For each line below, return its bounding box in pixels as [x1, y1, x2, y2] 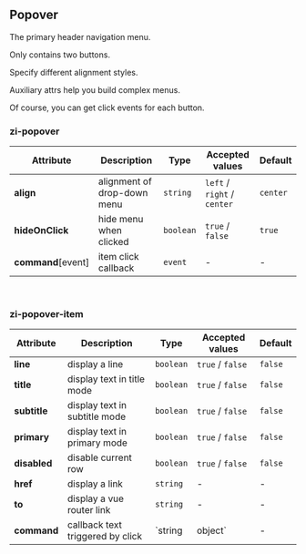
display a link [66, 477, 123, 490]
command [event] [14, 256, 89, 269]
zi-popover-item [9, 308, 84, 321]
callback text [66, 518, 123, 531]
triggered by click [66, 530, 143, 543]
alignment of [97, 175, 152, 188]
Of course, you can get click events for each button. [9, 102, 205, 113]
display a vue [66, 492, 125, 505]
